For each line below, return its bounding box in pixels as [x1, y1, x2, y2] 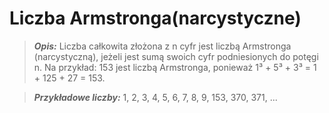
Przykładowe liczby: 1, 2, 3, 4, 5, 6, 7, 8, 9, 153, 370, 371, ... [33, 91, 278, 103]
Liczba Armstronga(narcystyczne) [9, 7, 302, 30]
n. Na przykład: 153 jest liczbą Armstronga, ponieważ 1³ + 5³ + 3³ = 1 [33, 61, 317, 73]
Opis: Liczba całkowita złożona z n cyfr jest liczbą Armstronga [33, 40, 292, 52]
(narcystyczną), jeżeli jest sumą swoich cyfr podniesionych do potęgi [33, 50, 319, 62]
